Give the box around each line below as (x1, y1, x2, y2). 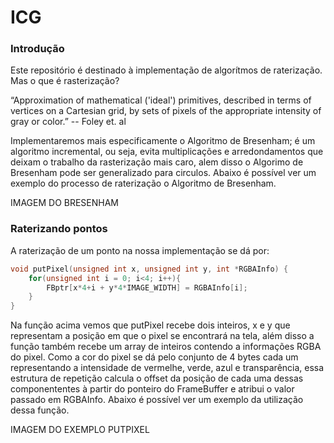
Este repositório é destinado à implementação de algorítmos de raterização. (10, 64, 323, 76)
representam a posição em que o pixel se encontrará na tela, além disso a (10, 330, 315, 342)
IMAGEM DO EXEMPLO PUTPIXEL (10, 424, 150, 436)
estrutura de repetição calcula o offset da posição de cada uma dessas (10, 372, 304, 385)
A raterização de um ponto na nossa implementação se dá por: (10, 244, 270, 256)
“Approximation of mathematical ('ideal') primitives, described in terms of (10, 94, 312, 106)
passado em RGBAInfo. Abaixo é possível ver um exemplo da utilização (10, 394, 304, 406)
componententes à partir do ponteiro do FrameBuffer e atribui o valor (10, 383, 295, 395)
